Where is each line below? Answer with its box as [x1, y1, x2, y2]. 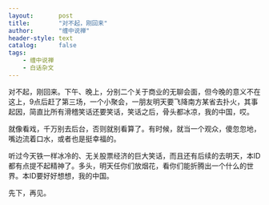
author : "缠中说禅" [8, 26, 90, 34]
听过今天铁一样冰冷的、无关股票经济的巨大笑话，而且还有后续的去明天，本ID [8, 151, 261, 160]
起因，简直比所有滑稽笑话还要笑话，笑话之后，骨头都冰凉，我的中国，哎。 [8, 107, 254, 116]
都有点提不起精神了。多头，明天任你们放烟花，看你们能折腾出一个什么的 [8, 161, 247, 171]
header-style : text [8, 34, 74, 42]
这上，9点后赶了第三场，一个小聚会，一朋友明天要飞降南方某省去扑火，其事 [8, 97, 259, 107]
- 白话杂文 [22, 64, 54, 72]
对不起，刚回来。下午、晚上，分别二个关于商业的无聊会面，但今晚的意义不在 [8, 86, 261, 96]
